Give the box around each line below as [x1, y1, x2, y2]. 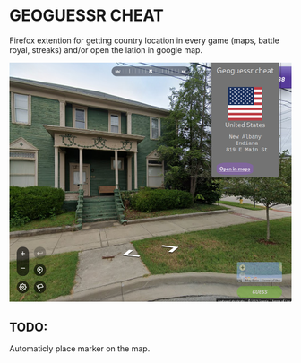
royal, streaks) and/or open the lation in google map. [9, 44, 203, 55]
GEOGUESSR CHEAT [9, 5, 164, 26]
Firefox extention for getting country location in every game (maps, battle [9, 35, 279, 46]
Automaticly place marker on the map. [9, 342, 150, 354]
